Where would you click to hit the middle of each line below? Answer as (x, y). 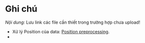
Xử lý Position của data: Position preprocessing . (61, 31)
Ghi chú (21, 9)
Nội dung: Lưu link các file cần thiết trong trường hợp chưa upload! (73, 22)
